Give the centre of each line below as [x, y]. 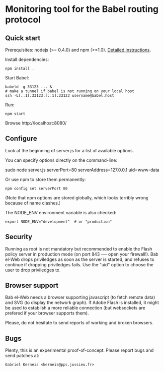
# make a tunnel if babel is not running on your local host [70, 91]
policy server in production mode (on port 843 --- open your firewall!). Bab [82, 254]
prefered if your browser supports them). [47, 313]
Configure [21, 139]
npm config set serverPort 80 [37, 188]
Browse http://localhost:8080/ [36, 123]
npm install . [20, 68]
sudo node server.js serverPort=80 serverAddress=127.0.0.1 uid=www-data [82, 170]
